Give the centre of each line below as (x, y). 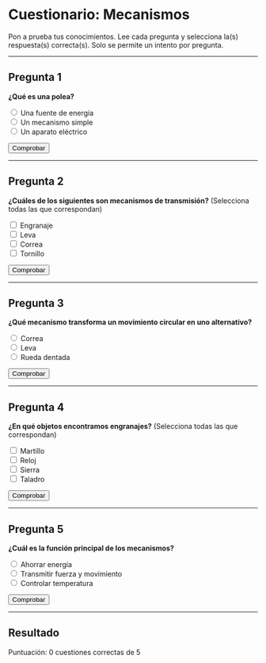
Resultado (34, 633)
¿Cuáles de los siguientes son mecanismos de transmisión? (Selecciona (129, 201)
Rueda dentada (45, 358)
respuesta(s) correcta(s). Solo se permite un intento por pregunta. (116, 44)
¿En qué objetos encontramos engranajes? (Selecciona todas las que (123, 427)
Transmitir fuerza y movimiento (71, 574)
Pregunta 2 (36, 181)
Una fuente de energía (57, 113)
